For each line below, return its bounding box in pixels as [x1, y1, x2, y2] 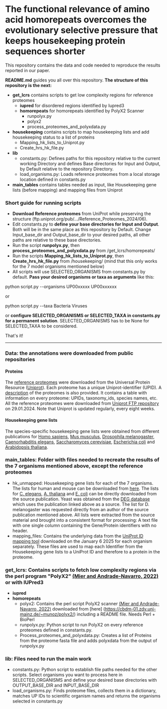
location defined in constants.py [19, 176, 86, 182]
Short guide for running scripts [5, 199, 82, 206]
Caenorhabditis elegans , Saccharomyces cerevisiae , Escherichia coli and [5, 439, 155, 445]
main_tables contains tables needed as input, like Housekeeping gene [12, 181, 157, 187]
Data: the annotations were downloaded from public [5, 350, 134, 357]
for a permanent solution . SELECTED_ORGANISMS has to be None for [5, 318, 150, 324]
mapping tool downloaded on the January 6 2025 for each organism [12, 538, 153, 544]
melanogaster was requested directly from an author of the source [12, 506, 149, 512]
